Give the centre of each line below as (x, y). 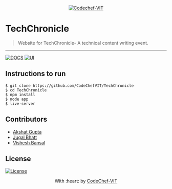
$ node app (17, 99)
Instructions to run (36, 74)
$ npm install (20, 94)
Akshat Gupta (27, 131)
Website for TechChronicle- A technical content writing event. (83, 43)
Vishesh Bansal (29, 143)
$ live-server (20, 103)
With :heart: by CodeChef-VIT (86, 181)
